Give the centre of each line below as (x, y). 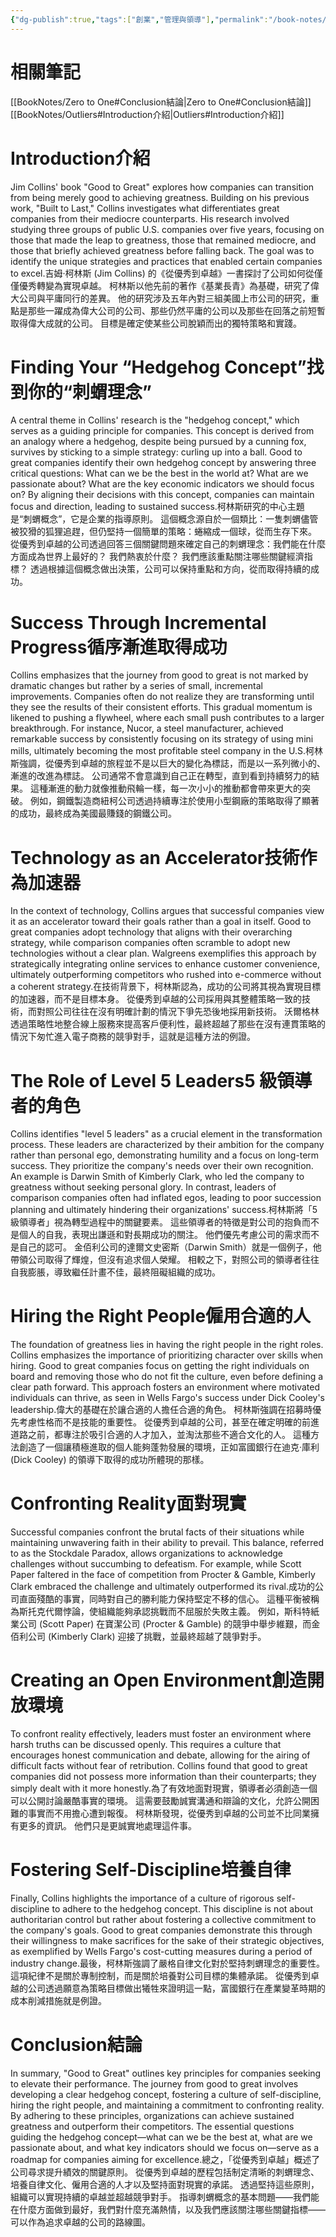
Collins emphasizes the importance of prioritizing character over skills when (167, 1355)
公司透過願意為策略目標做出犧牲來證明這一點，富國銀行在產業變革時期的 (176, 1988)
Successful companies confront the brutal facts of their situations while (157, 1532)
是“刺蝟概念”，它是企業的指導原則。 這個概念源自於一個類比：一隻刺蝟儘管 (164, 519)
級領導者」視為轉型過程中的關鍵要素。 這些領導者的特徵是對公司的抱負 (156, 1222)
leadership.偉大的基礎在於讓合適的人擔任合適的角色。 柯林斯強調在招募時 (161, 1410)
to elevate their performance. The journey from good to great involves (154, 2083)
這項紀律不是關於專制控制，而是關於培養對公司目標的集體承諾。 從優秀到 (160, 1975)
